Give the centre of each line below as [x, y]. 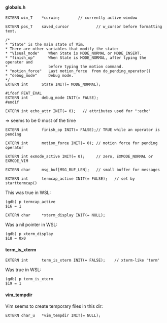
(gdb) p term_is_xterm [29, 279]
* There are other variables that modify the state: [62, 49]
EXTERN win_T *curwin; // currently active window [71, 18]
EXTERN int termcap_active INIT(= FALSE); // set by [70, 179]
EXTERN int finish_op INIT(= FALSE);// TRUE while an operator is [82, 130]
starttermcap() [21, 183]
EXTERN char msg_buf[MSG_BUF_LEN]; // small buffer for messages [82, 170]
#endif [12, 102]
